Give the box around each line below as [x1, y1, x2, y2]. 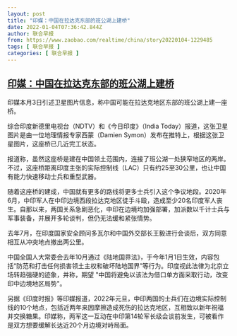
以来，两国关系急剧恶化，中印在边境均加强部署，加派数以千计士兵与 [31, 204, 230, 213]
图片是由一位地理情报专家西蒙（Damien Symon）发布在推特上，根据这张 [7, 130, 219, 139]
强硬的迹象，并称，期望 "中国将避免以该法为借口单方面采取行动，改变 [25, 270, 229, 279]
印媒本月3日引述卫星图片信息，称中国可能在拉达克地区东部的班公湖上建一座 [7, 98, 228, 106]
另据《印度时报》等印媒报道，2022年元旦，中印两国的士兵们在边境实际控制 [7, 294, 227, 303]
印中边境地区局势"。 [7, 279, 66, 287]
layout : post [7, 10, 46, 18]
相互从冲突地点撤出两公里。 [7, 238, 88, 246]
